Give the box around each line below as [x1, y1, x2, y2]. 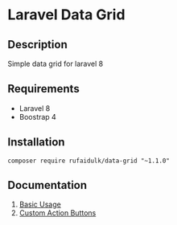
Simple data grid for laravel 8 [7, 59, 104, 68]
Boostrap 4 [19, 112, 57, 121]
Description [7, 38, 68, 51]
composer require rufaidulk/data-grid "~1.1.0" [7, 157, 171, 165]
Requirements [7, 82, 80, 96]
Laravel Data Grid [7, 6, 126, 24]
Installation [7, 135, 65, 149]
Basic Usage [19, 199, 61, 210]
